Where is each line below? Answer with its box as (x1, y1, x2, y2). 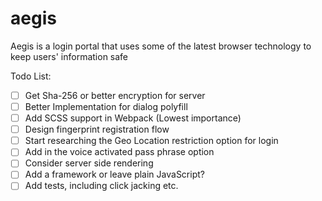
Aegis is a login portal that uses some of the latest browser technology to (10, 40, 312, 52)
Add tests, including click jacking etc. (24, 180, 179, 192)
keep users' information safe (10, 50, 129, 62)
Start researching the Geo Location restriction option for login (24, 135, 279, 147)
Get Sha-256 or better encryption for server (24, 89, 206, 101)
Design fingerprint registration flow (24, 123, 170, 136)
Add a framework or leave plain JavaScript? (24, 168, 205, 181)
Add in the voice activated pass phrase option (24, 146, 215, 158)
